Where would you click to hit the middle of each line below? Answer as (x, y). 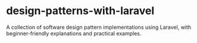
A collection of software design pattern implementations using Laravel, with (99, 27)
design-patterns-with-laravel (80, 11)
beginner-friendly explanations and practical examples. (74, 33)
